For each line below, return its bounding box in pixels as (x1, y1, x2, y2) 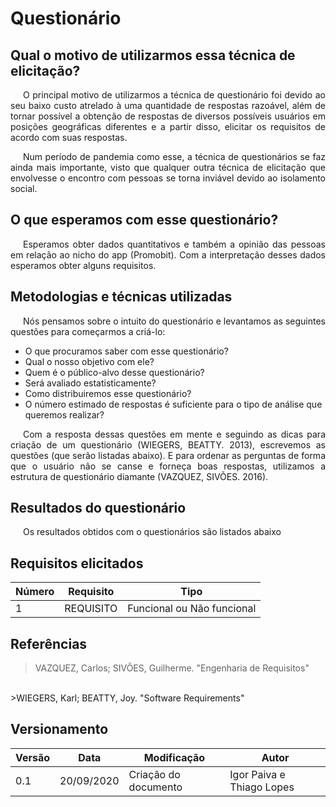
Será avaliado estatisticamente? (24, 377, 157, 389)
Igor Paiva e (229, 767, 286, 781)
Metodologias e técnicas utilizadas (10, 288, 233, 306)
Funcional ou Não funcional (127, 602, 257, 616)
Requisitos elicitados (10, 555, 144, 572)
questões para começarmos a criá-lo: (10, 325, 166, 337)
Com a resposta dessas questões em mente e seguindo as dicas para (23, 428, 326, 440)
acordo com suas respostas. (10, 132, 128, 143)
